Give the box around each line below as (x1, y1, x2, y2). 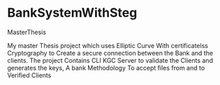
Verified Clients (7, 71, 52, 79)
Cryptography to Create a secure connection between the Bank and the (7, 49, 214, 57)
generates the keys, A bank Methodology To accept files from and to (7, 63, 205, 72)
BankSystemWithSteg (7, 5, 138, 21)
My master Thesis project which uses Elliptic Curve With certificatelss (7, 41, 208, 49)
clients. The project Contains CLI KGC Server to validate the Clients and (7, 56, 213, 64)
